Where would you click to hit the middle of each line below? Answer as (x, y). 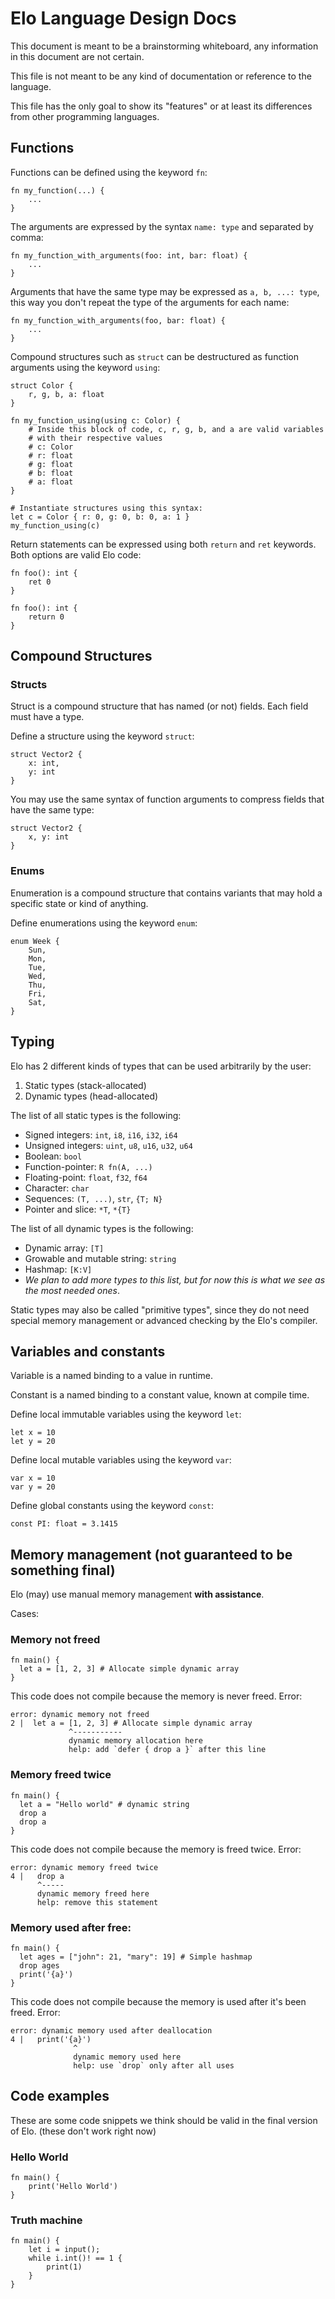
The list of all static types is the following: (96, 1115)
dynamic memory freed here (93, 1893)
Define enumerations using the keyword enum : (104, 923)
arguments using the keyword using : (85, 367)
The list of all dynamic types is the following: (102, 1228)
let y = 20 (33, 1442)
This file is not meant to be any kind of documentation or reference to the (161, 76)
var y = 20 (33, 1487)
